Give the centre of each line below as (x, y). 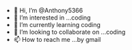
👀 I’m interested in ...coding (52, 18)
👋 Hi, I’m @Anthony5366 (48, 10)
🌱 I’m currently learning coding (57, 25)
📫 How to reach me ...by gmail (57, 40)
